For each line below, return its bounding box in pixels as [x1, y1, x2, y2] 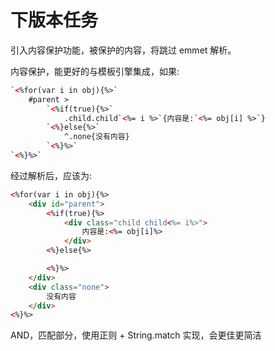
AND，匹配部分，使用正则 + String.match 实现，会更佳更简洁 [10, 329, 262, 341]
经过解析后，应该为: [10, 169, 93, 181]
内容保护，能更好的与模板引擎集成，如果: [10, 65, 180, 77]
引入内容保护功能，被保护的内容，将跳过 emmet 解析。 [10, 44, 237, 56]
